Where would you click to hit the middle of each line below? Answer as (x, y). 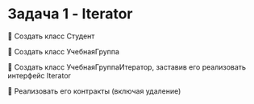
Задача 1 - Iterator (70, 14)
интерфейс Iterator (40, 75)
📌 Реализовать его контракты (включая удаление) (94, 91)
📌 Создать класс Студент (51, 36)
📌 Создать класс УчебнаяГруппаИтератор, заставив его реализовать (127, 67)
